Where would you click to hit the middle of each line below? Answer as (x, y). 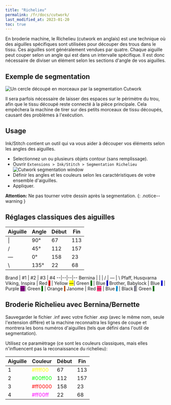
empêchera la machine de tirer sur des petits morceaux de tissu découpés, (84, 110)
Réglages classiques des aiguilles (60, 217)
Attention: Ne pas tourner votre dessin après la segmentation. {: (73, 196)
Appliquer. (23, 186)
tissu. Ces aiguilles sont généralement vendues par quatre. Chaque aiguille (84, 50)
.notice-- (151, 196)
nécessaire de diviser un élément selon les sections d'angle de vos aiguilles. (86, 61)
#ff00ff (40, 395)
